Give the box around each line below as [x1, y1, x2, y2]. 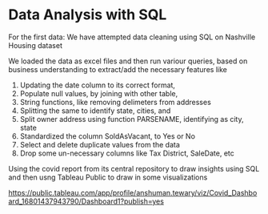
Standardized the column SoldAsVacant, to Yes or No [19, 131, 196, 141]
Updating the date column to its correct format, [19, 80, 176, 90]
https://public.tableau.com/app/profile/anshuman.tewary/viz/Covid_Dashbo [8, 188, 258, 197]
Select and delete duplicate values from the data [19, 139, 180, 149]
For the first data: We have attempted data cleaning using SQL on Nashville [8, 32, 256, 42]
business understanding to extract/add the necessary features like [8, 64, 228, 74]
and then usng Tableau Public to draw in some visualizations [8, 172, 208, 182]
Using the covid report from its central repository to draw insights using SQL [8, 164, 260, 173]
